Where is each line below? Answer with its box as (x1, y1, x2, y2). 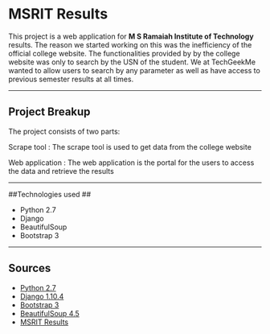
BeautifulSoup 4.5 (19, 308, 80, 318)
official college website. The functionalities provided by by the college (8, 48, 240, 58)
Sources (8, 262, 51, 275)
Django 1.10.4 (19, 291, 64, 301)
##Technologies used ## (8, 189, 92, 199)
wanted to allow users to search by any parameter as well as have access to (8, 65, 261, 75)
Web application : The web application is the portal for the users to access (8, 158, 255, 167)
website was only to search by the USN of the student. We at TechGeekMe (8, 57, 256, 67)
